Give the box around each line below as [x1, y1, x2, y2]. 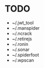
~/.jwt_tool [11, 20, 34, 26]
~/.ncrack [11, 30, 32, 36]
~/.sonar [11, 46, 29, 52]
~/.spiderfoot [11, 51, 39, 58]
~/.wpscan [11, 57, 34, 63]
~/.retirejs [11, 36, 32, 42]
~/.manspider [11, 25, 40, 31]
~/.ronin [11, 41, 28, 47]
